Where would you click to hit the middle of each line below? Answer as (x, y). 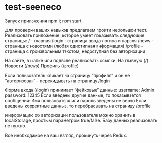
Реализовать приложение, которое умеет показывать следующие (75, 35)
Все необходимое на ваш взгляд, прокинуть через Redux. (66, 135)
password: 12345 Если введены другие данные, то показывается (73, 95)
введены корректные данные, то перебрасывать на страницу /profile (78, 106)
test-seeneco (33, 7)
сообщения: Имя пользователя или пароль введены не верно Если (76, 100)
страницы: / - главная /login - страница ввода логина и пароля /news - (79, 40)
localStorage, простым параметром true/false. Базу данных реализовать (81, 120)
